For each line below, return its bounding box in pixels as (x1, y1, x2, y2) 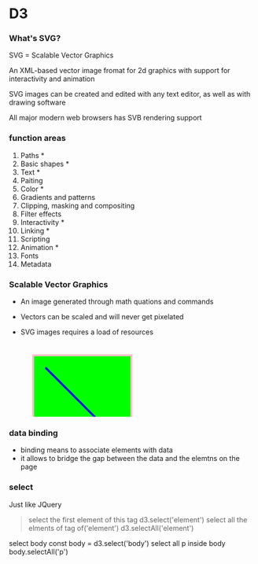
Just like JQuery (9, 499, 62, 509)
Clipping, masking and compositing (20, 201, 135, 210)
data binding (9, 428, 58, 438)
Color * (20, 184, 44, 194)
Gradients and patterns (20, 192, 96, 201)
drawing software (9, 98, 66, 107)
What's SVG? (9, 33, 61, 44)
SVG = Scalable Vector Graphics (9, 50, 114, 60)
